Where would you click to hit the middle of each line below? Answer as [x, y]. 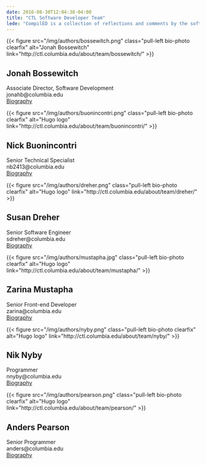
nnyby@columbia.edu [34, 377]
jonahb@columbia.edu [35, 95]
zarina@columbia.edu [34, 311]
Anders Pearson [38, 427]
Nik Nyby [25, 355]
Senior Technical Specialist [40, 160]
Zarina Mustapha [40, 290]
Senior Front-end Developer [42, 304]
